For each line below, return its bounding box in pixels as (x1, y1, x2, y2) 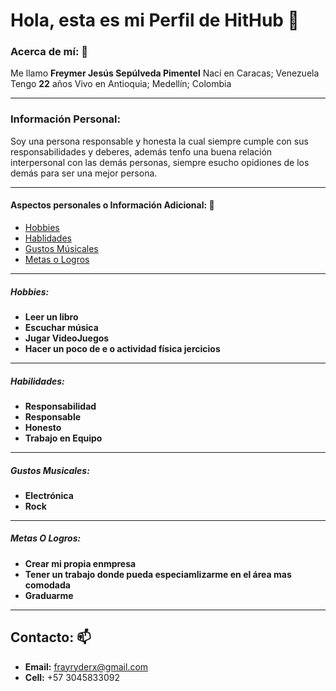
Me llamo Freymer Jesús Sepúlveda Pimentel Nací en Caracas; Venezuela (10, 67, 320, 79)
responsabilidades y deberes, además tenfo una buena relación (10, 145, 273, 158)
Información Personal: (10, 112, 121, 126)
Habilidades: (10, 375, 65, 387)
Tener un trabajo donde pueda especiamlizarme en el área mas (24, 568, 292, 580)
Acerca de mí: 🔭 (10, 45, 88, 59)
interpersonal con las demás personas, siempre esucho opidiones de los (10, 156, 310, 168)
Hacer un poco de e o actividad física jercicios (24, 342, 221, 354)
